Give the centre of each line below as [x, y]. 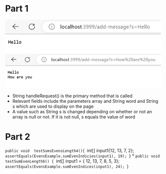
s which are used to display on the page [53, 106]
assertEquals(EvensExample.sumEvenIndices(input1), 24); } [67, 167]
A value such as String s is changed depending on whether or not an [82, 112]
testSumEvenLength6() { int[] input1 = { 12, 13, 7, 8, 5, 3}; [62, 161]
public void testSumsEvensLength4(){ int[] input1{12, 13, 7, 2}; [70, 151]
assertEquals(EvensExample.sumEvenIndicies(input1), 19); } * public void [83, 156]
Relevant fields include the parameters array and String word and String [85, 101]
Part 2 [18, 137]
